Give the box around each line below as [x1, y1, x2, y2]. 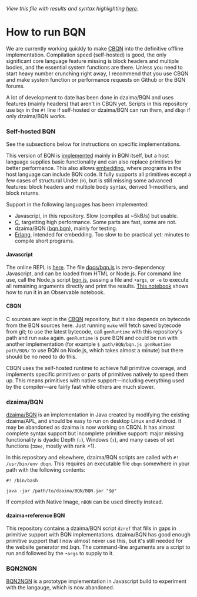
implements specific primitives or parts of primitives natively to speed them [6, 371, 189, 378]
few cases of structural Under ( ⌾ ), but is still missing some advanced [6, 177, 172, 184]
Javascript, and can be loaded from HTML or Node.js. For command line [6, 270, 182, 277]
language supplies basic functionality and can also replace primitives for [6, 158, 182, 165]
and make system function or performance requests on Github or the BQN [6, 76, 186, 83]
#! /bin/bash [6, 478, 38, 483]
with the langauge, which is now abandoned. [6, 584, 115, 591]
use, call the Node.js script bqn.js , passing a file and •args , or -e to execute [6, 276, 189, 284]
